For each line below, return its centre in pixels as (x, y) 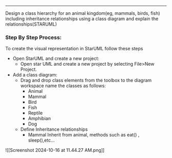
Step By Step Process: (34, 37)
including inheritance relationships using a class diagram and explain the (82, 19)
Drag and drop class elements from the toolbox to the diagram (86, 81)
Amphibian (39, 118)
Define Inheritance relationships (54, 129)
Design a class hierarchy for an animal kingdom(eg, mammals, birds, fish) (83, 13)
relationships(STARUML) (31, 24)
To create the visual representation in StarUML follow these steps (74, 49)
